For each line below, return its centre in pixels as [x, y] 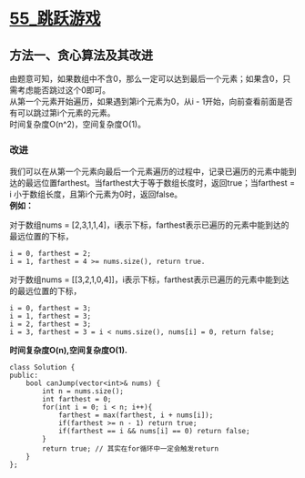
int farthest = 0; [77, 400]
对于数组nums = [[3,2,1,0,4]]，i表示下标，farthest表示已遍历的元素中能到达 [149, 280]
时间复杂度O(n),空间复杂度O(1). [69, 351]
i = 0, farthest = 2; [51, 254]
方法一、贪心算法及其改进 [81, 55]
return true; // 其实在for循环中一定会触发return [131, 449]
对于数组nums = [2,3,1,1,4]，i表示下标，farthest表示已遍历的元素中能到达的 [149, 225]
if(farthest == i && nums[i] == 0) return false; [154, 432]
